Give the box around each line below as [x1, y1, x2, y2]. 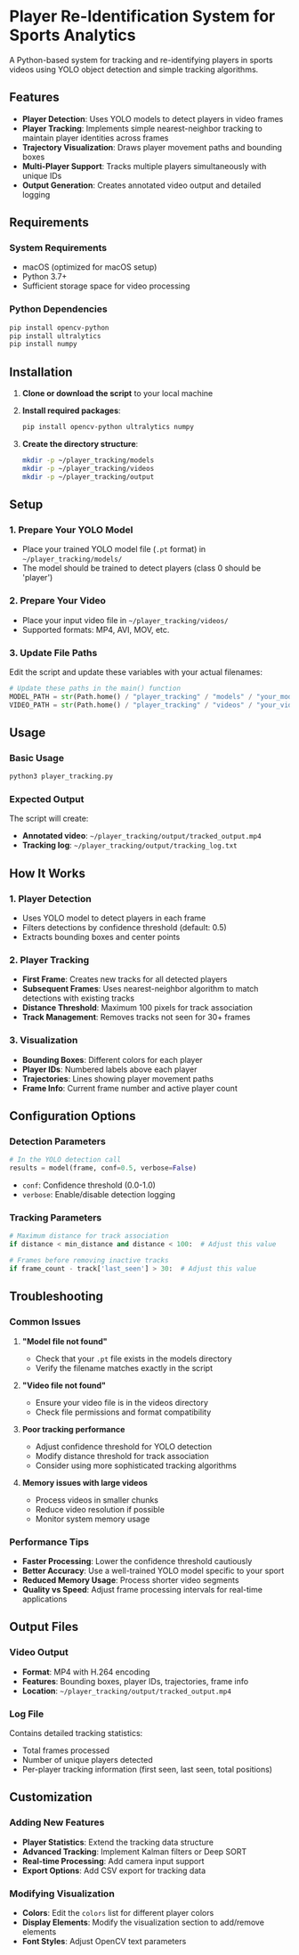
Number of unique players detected [21, 1754, 153, 1764]
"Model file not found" [21, 1335, 108, 1346]
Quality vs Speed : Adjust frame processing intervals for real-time [21, 1584, 263, 1594]
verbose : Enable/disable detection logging [21, 1189, 176, 1200]
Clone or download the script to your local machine [21, 388, 214, 399]
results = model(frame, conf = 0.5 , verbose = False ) [9, 1164, 198, 1172]
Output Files [9, 1619, 78, 1635]
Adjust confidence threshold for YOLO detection [35, 1440, 213, 1452]
